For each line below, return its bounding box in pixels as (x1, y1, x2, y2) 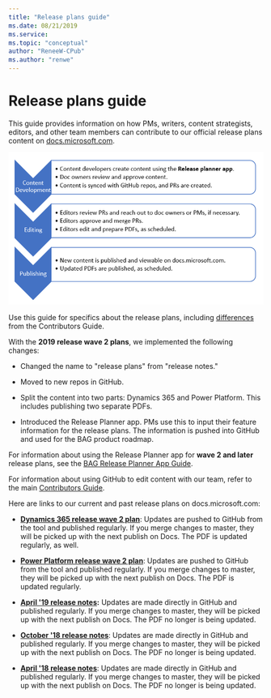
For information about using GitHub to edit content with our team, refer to (8, 474, 252, 484)
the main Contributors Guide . (8, 482, 105, 492)
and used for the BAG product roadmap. (19, 434, 154, 443)
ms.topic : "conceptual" (8, 39, 89, 47)
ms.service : (8, 30, 49, 38)
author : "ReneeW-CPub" (8, 47, 85, 56)
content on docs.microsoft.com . (8, 135, 115, 145)
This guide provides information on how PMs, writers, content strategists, (8, 118, 253, 128)
